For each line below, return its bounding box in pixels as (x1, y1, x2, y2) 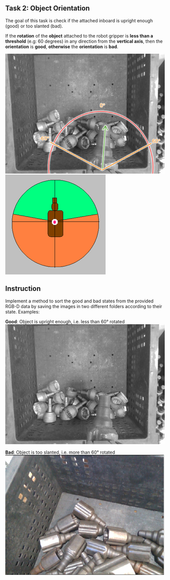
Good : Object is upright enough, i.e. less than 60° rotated (5, 318, 125, 324)
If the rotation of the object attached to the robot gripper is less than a (5, 32, 153, 39)
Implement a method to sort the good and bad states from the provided (5, 298, 154, 304)
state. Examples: (5, 309, 40, 315)
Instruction (5, 284, 41, 293)
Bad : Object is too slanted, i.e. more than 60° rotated (5, 449, 115, 455)
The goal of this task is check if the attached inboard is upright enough (5, 17, 153, 23)
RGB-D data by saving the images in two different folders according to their (5, 303, 162, 309)
